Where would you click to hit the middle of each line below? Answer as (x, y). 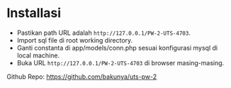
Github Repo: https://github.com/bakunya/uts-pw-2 (82, 77)
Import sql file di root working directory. (75, 40)
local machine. (38, 55)
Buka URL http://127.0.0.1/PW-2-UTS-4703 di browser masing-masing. (120, 62)
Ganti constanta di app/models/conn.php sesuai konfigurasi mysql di (117, 48)
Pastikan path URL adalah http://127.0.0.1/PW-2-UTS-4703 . (103, 33)
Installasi (34, 13)
